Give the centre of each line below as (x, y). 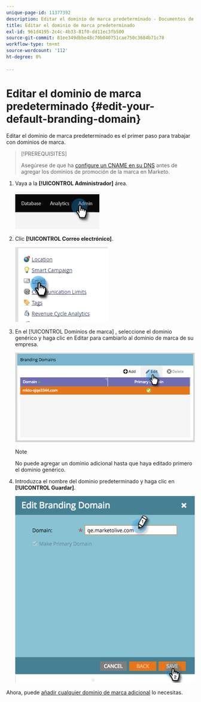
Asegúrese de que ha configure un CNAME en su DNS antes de (99, 165)
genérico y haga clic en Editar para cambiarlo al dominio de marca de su (104, 338)
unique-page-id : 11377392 (38, 13)
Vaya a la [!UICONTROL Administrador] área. (71, 183)
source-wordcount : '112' (37, 51)
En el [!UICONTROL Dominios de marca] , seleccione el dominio (93, 331)
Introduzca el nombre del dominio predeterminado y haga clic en (95, 481)
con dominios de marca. (36, 142)
